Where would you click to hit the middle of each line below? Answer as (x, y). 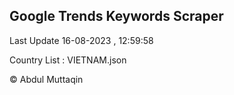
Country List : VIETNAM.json (68, 60)
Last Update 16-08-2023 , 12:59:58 (81, 40)
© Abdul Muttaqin (46, 79)
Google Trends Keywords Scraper (116, 16)
